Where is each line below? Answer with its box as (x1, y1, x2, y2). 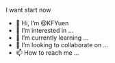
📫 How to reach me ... (15, 49, 79, 57)
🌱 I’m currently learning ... (15, 34, 89, 42)
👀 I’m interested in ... (15, 27, 74, 34)
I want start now (5, 6, 51, 14)
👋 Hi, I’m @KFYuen (15, 19, 69, 27)
